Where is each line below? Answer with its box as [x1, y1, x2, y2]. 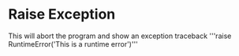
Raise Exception [8, 5, 116, 23]
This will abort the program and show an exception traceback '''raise [8, 31, 232, 40]
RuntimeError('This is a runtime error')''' [8, 39, 138, 48]
